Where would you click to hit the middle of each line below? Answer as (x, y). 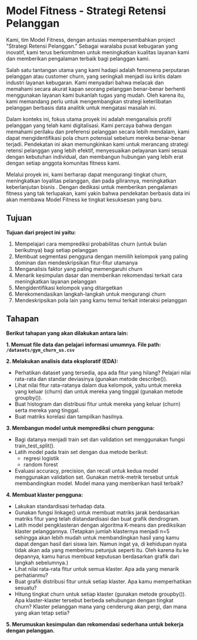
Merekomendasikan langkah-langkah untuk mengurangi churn (90, 294)
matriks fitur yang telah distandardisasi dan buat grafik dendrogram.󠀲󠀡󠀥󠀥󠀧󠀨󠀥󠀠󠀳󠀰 (97, 518)
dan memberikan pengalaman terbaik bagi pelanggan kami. (78, 58)
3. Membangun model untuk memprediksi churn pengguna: (80, 428)
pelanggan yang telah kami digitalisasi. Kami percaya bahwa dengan (89, 125)
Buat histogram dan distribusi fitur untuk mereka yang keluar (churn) (98, 404)
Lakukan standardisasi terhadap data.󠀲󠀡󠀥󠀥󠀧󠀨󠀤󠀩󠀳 (60, 506)
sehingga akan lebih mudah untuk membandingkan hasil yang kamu (97, 537)
